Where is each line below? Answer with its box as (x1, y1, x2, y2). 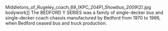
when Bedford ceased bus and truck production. (5, 20, 107, 26)
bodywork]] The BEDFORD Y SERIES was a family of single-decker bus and (5, 9, 164, 15)
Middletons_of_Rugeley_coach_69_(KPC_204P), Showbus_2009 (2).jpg (5, 4, 151, 10)
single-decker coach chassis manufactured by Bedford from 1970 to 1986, (5, 15, 161, 20)
